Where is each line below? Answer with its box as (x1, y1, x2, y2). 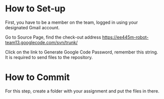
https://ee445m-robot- (102, 34, 149, 40)
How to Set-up (5, 3, 66, 14)
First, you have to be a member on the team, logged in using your (5, 19, 138, 25)
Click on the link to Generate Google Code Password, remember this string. (5, 49, 158, 55)
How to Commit (5, 72, 70, 83)
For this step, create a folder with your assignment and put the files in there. (5, 88, 160, 94)
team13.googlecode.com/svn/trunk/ (5, 39, 78, 45)
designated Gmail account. (5, 24, 60, 30)
